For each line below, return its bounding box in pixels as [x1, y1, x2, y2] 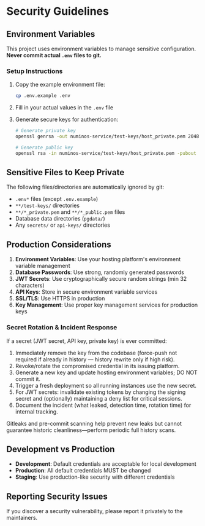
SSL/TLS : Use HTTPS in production [15, 295, 105, 302]
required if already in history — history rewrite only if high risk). [15, 355, 175, 363]
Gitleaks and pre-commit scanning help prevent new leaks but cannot [6, 420, 182, 427]
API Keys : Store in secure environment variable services [15, 288, 158, 296]
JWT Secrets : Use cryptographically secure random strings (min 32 [15, 275, 187, 283]
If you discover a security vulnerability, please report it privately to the [6, 508, 183, 515]
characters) [15, 281, 45, 289]
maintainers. [6, 514, 38, 522]
